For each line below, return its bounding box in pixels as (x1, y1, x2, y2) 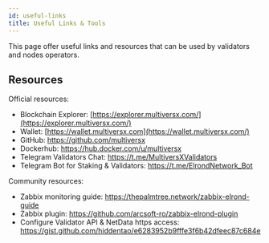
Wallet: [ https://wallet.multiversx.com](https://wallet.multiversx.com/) (19, 127, 251, 136)
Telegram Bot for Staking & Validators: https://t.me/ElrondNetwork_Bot (19, 161, 253, 171)
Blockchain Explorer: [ (19, 110, 93, 119)
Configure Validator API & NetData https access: (19, 217, 180, 227)
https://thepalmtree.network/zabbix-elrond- (104, 192, 251, 201)
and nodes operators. (8, 50, 80, 59)
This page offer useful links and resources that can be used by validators (8, 41, 251, 51)
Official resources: (8, 94, 70, 104)
